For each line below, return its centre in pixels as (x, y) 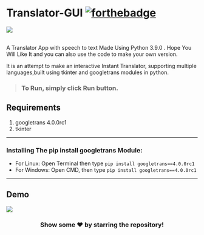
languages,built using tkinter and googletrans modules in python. (87, 72)
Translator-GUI (45, 13)
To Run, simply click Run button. (70, 88)
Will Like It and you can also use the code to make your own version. (92, 54)
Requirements (33, 108)
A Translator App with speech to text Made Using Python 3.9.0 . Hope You (99, 47)
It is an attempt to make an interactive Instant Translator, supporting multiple (102, 66)
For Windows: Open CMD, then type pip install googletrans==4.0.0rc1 (106, 169)
